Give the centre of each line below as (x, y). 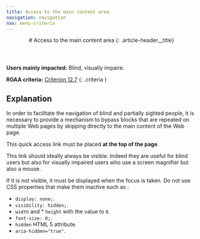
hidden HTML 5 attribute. (46, 224)
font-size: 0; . (34, 218)
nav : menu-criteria (31, 23)
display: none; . (35, 199)
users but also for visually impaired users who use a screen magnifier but (98, 162)
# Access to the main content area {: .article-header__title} (102, 41)
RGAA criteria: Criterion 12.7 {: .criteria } (57, 80)
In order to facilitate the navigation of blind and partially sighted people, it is (100, 113)
